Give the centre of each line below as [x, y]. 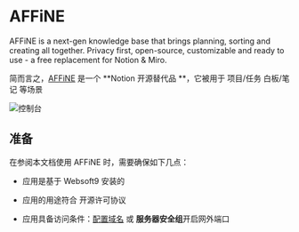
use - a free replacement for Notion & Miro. [88, 60]
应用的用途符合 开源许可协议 [74, 200]
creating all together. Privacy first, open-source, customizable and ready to [147, 50]
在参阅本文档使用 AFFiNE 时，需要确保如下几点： [99, 162]
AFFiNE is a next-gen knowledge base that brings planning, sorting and [140, 41]
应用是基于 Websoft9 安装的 [73, 180]
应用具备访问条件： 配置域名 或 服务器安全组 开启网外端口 [125, 219]
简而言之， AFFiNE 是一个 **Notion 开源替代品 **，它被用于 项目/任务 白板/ [145, 78]
